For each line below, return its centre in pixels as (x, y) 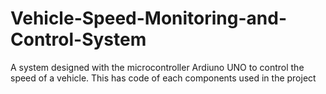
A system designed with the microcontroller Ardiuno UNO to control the (157, 67)
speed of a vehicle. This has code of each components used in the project (163, 78)
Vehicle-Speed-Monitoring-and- (149, 18)
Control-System (78, 39)
